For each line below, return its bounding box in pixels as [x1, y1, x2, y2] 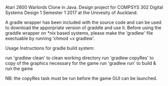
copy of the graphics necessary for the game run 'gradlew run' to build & [5, 60, 156, 66]
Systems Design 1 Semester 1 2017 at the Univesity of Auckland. [5, 10, 138, 16]
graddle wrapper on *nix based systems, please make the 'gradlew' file [5, 30, 153, 36]
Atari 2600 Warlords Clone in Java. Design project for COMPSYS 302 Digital [5, 5, 163, 10]
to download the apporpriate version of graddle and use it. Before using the [5, 25, 162, 31]
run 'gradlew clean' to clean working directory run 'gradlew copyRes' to [5, 55, 154, 61]
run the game [5, 65, 33, 71]
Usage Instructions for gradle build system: [5, 45, 95, 51]
